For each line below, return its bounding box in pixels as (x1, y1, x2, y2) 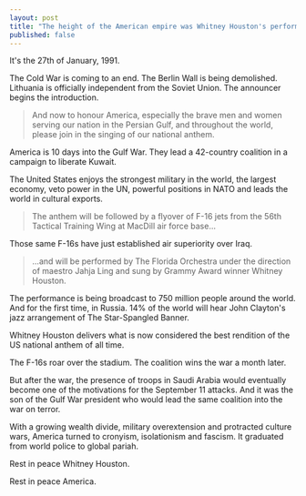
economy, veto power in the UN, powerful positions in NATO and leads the (9, 184, 289, 195)
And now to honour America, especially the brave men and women (31, 110, 282, 121)
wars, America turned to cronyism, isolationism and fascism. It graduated (9, 431, 284, 442)
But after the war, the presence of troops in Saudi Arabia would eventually (9, 375, 287, 386)
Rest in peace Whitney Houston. (9, 459, 130, 470)
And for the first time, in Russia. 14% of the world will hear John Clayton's (9, 302, 286, 314)
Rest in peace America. (9, 476, 97, 487)
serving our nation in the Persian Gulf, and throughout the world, (31, 119, 273, 130)
